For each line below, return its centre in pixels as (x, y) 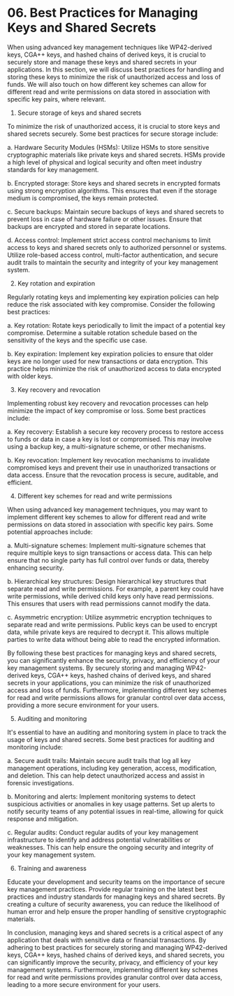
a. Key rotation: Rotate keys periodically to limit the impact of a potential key (116, 325)
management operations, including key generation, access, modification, (112, 768)
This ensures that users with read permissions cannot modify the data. (109, 603)
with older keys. (30, 376)
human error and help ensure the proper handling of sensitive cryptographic (117, 911)
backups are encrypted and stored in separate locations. (89, 226)
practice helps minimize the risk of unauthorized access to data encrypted (114, 368)
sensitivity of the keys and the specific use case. (78, 340)
